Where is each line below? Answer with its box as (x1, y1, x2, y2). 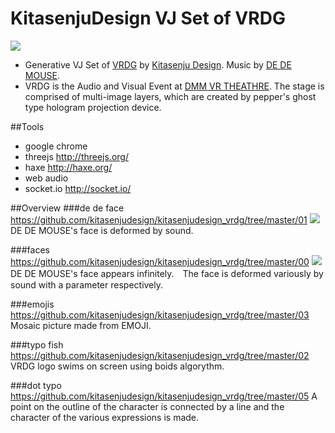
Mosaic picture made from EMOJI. (10, 319, 152, 331)
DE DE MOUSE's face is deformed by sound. (10, 224, 194, 236)
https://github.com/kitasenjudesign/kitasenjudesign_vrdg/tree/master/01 (10, 213, 308, 226)
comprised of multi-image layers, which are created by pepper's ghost (24, 90, 317, 102)
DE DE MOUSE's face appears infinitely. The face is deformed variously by (10, 267, 324, 279)
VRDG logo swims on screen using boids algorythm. (10, 360, 225, 372)
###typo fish (10, 338, 64, 351)
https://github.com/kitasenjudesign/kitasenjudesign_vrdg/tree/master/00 (10, 255, 310, 267)
